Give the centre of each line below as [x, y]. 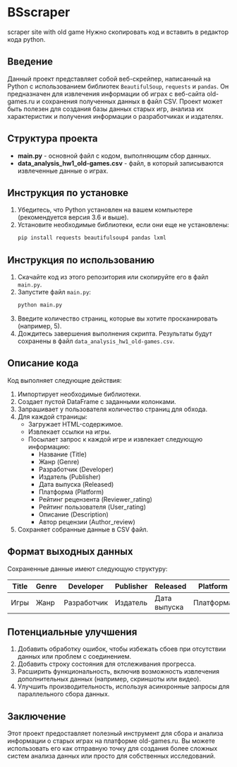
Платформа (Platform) [71, 492]
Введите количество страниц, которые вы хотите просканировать [117, 318]
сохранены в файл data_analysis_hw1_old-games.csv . [96, 341]
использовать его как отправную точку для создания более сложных [113, 749]
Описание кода [43, 363]
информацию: [49, 446]
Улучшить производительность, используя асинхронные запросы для [123, 686]
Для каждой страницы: [53, 416]
